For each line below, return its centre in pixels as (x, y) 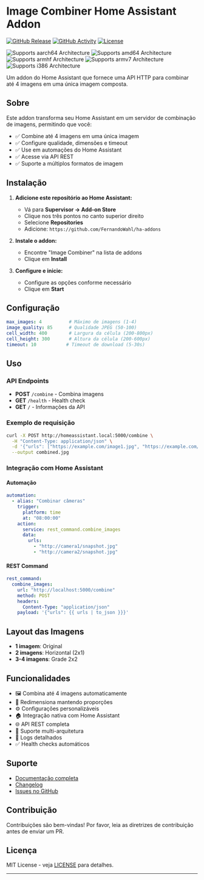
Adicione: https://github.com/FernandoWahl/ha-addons (92, 229)
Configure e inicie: (39, 271)
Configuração (33, 308)
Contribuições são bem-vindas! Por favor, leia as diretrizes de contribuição (100, 825)
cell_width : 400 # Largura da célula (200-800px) (80, 333)
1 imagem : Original (39, 646)
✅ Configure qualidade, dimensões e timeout (71, 143)
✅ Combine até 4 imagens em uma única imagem (77, 136)
